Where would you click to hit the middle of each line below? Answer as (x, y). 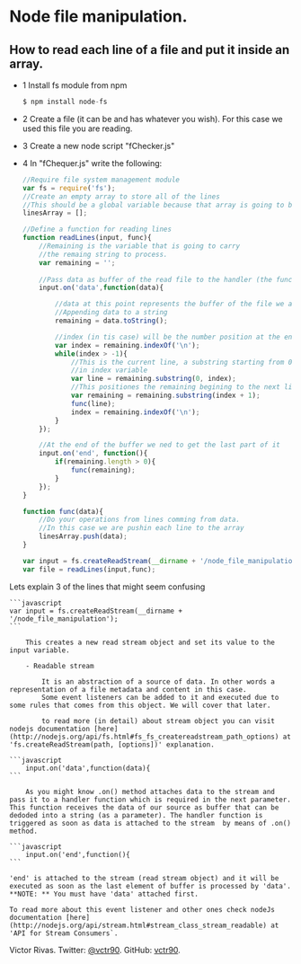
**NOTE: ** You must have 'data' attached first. (104, 894)
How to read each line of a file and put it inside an (150, 50)
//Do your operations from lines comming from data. (140, 520)
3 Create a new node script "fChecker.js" (98, 146)
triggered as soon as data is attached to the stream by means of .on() (150, 823)
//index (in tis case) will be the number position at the (168, 337)
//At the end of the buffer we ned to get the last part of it (159, 445)
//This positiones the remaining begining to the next (175, 387)
